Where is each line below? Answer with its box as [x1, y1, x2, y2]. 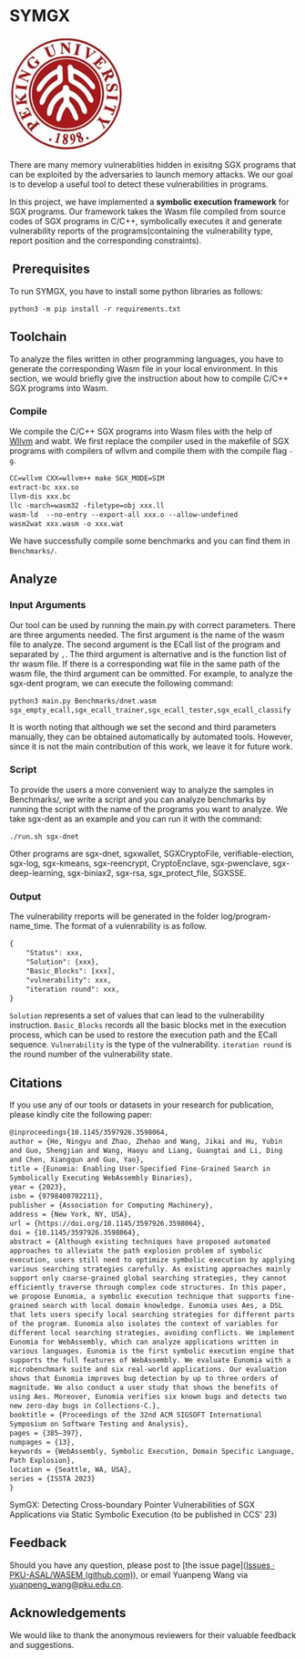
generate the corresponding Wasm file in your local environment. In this [9, 363, 279, 374]
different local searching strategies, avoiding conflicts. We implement [9, 1328, 296, 1337]
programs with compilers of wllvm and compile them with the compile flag [9, 445, 288, 456]
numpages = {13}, [9, 1437, 76, 1447]
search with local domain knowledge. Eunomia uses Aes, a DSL [42, 1301, 283, 1310]
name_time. [9, 921, 53, 932]
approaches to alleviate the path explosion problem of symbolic [9, 1246, 262, 1255]
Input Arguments [9, 599, 86, 612]
